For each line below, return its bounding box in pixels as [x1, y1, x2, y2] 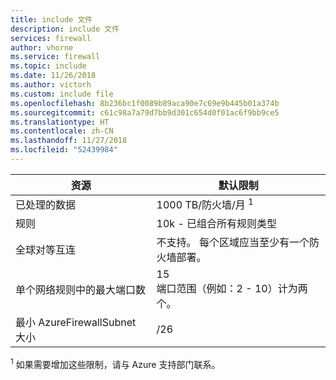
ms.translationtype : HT [10, 117, 110, 127]
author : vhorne [10, 42, 74, 53]
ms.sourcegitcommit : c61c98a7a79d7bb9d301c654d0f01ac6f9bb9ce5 [10, 107, 280, 118]
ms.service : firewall [10, 52, 101, 62]
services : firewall [10, 33, 92, 43]
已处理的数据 [15, 198, 77, 212]
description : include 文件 [10, 24, 120, 34]
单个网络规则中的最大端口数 [15, 283, 147, 297]
